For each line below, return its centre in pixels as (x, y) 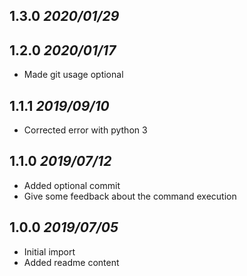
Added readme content (71, 262)
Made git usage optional (73, 75)
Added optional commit (72, 185)
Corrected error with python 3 (85, 130)
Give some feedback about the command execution (130, 196)
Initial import (49, 251)
